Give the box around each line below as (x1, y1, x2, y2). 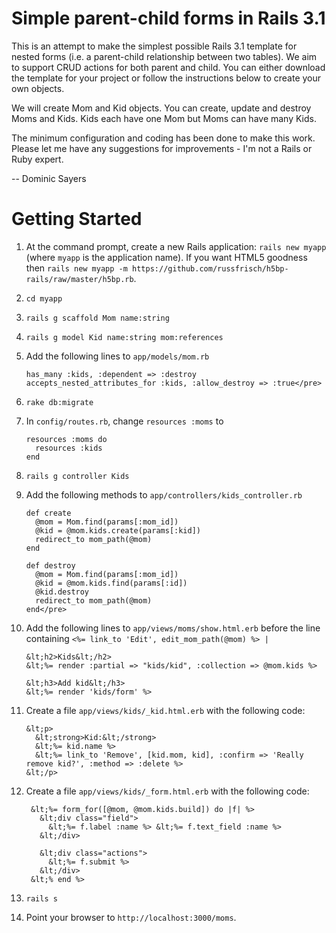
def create (25, 508, 72, 518)
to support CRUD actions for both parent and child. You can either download (11, 61, 326, 73)
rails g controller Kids (25, 471, 130, 481)
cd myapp (25, 293, 63, 304)
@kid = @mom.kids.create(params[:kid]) (35, 525, 201, 536)
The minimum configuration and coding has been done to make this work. (11, 132, 316, 144)
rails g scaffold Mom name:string (25, 313, 170, 323)
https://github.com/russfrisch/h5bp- (132, 263, 289, 274)
